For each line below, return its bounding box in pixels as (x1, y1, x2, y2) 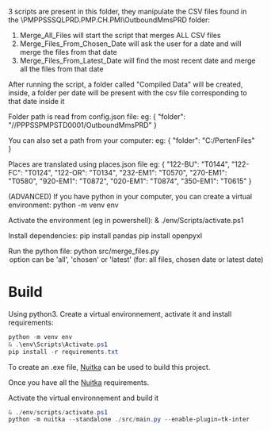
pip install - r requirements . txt (8, 348, 119, 356)
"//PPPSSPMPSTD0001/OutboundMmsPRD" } (8, 121, 157, 129)
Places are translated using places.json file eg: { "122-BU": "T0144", (8, 160, 230, 169)
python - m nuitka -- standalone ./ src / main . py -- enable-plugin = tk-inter (8, 416, 250, 424)
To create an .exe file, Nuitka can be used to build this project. (8, 362, 211, 371)
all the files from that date (19, 64, 104, 74)
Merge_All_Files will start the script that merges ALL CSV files (19, 31, 221, 40)
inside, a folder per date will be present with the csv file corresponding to (8, 88, 247, 98)
